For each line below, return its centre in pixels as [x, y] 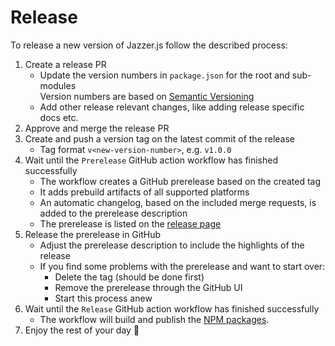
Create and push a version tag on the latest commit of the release [160, 138]
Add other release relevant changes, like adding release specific [172, 107]
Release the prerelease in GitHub [93, 234]
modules [58, 85]
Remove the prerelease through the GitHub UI [148, 287]
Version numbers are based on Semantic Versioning [147, 96]
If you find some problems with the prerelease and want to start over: [182, 266]
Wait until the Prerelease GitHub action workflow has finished [151, 160]
